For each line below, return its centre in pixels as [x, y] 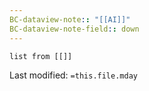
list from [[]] [41, 56]
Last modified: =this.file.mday [73, 75]
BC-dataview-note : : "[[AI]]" [70, 19]
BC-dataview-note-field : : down [74, 29]
